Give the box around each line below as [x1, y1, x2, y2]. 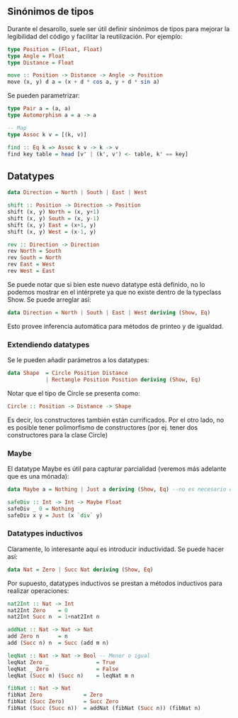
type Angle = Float [7, 53, 65, 60]
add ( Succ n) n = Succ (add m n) [7, 639, 110, 647]
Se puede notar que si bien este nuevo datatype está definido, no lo [7, 280, 205, 288]
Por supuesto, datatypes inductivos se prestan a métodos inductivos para [7, 579, 223, 587]
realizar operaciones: [7, 586, 69, 595]
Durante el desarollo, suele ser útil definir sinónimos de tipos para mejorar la [7, 24, 230, 33]
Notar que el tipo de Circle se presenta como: [7, 388, 140, 397]
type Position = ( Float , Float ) [7, 45, 103, 53]
